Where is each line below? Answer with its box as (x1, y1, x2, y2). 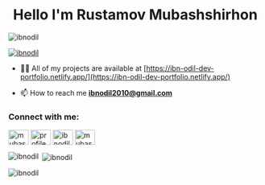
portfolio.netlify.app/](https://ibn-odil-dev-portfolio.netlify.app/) (19, 72, 231, 81)
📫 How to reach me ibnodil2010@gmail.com (19, 88, 173, 97)
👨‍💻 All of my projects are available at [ (19, 63, 147, 73)
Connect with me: (8, 111, 80, 122)
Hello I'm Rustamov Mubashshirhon (13, 6, 258, 24)
